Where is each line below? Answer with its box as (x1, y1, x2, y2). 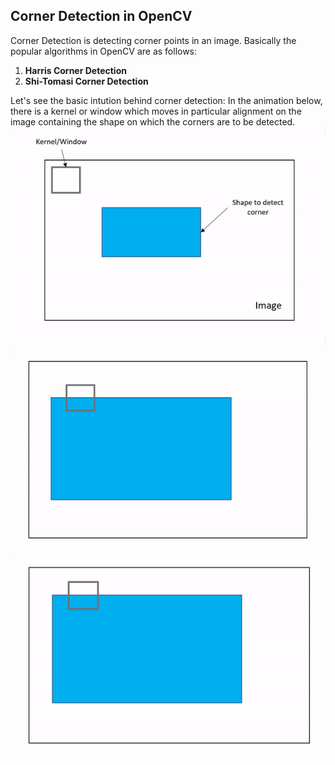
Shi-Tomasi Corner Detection (24, 75, 149, 87)
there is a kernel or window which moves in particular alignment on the (10, 105, 302, 117)
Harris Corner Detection (24, 64, 127, 76)
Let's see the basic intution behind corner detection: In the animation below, (10, 94, 323, 106)
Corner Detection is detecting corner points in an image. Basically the (10, 34, 297, 46)
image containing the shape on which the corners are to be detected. (10, 115, 296, 128)
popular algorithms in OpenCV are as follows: (10, 45, 198, 57)
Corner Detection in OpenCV (10, 8, 193, 25)
